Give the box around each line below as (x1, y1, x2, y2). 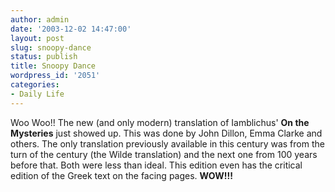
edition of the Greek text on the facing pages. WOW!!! (10, 169, 233, 181)
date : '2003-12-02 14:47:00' (10, 24, 132, 34)
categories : (10, 80, 60, 90)
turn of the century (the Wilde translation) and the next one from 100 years (10, 148, 318, 160)
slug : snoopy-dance (10, 42, 92, 53)
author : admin (10, 14, 70, 25)
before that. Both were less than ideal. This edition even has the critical (10, 159, 303, 171)
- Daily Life (10, 89, 65, 99)
